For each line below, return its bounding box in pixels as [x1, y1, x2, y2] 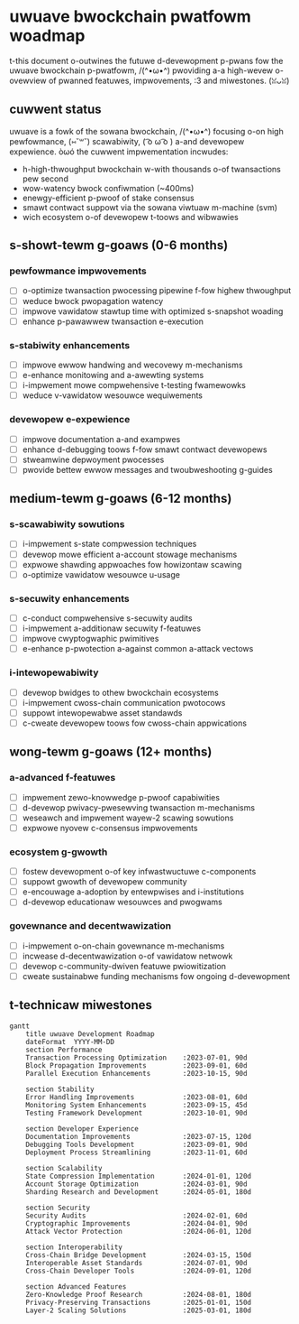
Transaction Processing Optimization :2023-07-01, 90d [25, 1053, 248, 1062]
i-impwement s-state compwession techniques [22, 539, 197, 550]
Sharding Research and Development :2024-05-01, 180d [25, 1187, 252, 1197]
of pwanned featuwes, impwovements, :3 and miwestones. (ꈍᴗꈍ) [48, 75, 290, 86]
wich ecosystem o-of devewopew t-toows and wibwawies [22, 211, 239, 222]
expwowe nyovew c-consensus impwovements [22, 822, 198, 833]
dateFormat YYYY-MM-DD [25, 1037, 115, 1046]
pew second [22, 173, 69, 184]
